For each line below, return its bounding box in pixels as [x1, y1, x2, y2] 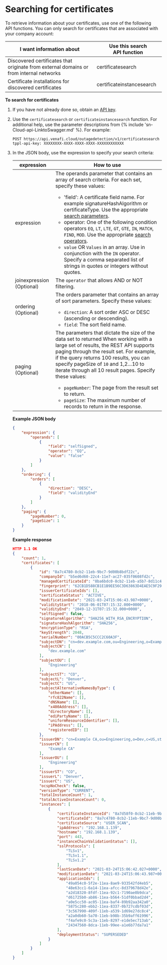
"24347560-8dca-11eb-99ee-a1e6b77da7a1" [66, 923, 151, 928]
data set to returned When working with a [55, 335, 153, 342]
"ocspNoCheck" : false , [39, 783, 86, 788]
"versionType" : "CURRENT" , [39, 788, 95, 793]
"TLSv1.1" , [66, 853, 88, 858]
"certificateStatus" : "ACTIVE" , [39, 593, 106, 598]
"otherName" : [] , [48, 691, 84, 696]
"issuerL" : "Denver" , [39, 774, 84, 779]
